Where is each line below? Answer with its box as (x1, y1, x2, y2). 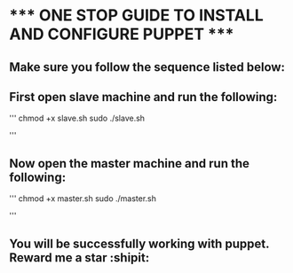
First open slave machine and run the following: (9, 90, 278, 105)
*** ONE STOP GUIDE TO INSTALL (9, 5, 264, 26)
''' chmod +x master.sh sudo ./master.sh (9, 193, 157, 204)
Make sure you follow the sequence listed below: (9, 59, 286, 74)
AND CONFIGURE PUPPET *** (9, 24, 234, 44)
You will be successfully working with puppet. (9, 236, 270, 251)
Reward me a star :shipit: (9, 250, 150, 265)
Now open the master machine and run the (9, 156, 250, 171)
